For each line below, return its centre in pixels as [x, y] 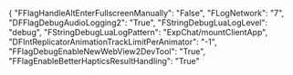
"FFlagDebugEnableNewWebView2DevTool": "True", [107, 52]
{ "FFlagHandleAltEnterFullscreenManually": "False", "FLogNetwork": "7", [146, 13]
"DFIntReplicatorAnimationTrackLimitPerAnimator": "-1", [113, 42]
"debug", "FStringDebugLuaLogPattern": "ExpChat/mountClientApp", [138, 32]
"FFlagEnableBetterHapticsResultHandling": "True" [104, 61]
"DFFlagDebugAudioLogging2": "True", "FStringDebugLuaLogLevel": [138, 23]
